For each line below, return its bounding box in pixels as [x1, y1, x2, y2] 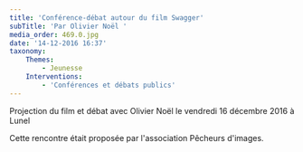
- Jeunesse [42, 64, 83, 73]
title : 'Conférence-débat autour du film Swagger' [9, 13, 204, 23]
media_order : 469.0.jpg [9, 30, 99, 39]
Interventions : [25, 72, 83, 81]
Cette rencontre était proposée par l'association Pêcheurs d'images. [9, 132, 264, 143]
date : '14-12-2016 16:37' [9, 38, 107, 48]
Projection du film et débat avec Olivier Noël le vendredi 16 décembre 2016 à [9, 105, 295, 116]
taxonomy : [9, 47, 47, 56]
